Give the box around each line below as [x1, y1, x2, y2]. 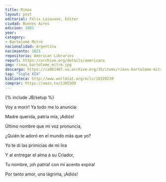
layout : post [5, 12, 32, 17]
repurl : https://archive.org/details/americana [5, 58, 105, 63]
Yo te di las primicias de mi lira [5, 142, 67, 148]
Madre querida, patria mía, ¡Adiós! [5, 113, 75, 119]
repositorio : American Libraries [5, 53, 74, 58]
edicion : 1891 [5, 26, 35, 31]
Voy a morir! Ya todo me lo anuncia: [5, 104, 78, 110]
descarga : [5, 67, 26, 72]
